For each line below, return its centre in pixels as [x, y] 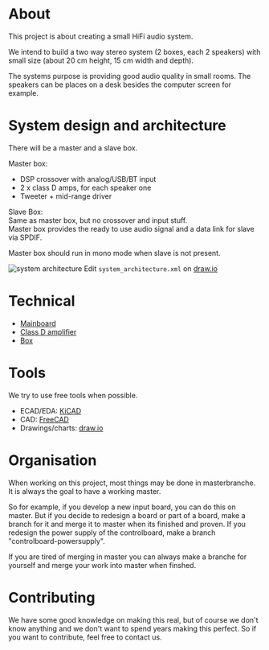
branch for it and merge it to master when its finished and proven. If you [127, 524]
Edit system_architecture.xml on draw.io [151, 268]
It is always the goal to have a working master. [85, 491]
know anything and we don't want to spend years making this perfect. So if [132, 628]
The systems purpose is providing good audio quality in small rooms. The [130, 76]
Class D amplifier [48, 331]
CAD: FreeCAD [45, 419]
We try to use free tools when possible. [73, 395]
